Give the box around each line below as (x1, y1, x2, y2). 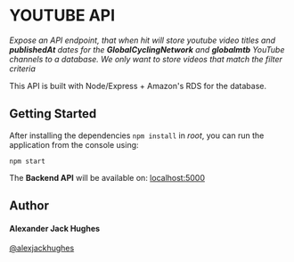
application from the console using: (9, 139, 140, 150)
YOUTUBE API (9, 5, 116, 26)
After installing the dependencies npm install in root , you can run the (9, 130, 265, 141)
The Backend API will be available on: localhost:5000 (9, 172, 206, 183)
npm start (9, 157, 46, 166)
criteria (9, 63, 36, 74)
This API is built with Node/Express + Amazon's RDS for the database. (9, 80, 267, 91)
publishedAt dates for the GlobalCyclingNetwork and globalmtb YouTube (9, 44, 285, 54)
